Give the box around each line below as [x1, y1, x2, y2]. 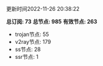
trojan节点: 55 [14, 31, 49, 38]
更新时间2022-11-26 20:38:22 [6, 5, 80, 12]
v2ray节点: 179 [14, 38, 51, 45]
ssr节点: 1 [14, 53, 39, 60]
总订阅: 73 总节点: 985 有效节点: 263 [6, 18, 98, 25]
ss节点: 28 [14, 46, 41, 53]
